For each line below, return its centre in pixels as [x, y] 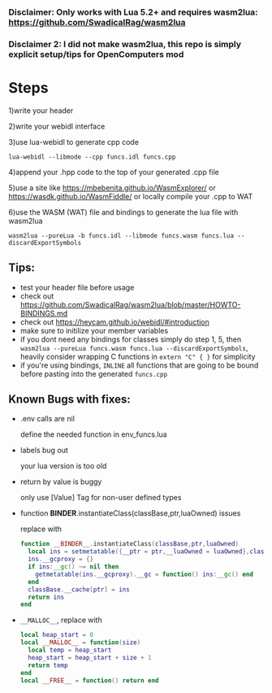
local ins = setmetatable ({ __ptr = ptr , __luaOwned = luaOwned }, [139, 551]
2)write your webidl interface [57, 126]
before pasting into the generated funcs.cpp [94, 373]
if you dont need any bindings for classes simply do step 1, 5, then [131, 339]
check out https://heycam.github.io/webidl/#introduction [114, 322]
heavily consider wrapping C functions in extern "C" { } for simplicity [138, 356]
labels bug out [44, 451]
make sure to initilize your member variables [94, 330]
